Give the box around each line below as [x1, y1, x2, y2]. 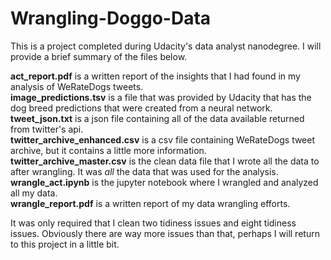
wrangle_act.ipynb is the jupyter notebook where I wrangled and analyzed [10, 176, 319, 188]
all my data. [10, 187, 58, 199]
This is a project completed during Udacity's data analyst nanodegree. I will [10, 40, 322, 52]
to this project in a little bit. [10, 238, 120, 250]
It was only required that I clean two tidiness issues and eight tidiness [10, 217, 297, 229]
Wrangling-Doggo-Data [10, 7, 212, 30]
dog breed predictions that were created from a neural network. [10, 102, 273, 114]
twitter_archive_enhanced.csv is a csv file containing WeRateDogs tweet [10, 133, 316, 146]
